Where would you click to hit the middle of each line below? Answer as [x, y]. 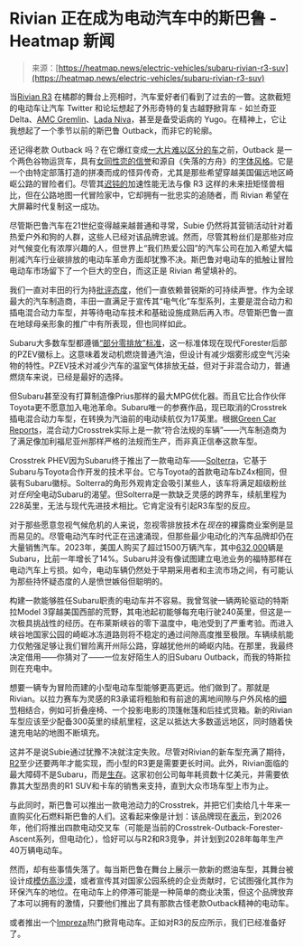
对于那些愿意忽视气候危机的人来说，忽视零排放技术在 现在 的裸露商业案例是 [147, 524]
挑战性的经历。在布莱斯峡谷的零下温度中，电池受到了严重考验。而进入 [163, 623]
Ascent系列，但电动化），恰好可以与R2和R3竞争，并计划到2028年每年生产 [147, 839]
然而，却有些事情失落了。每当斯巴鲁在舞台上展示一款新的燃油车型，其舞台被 [151, 869]
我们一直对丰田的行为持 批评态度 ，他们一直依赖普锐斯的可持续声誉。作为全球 [151, 289]
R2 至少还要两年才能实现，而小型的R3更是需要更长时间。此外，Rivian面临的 [149, 763]
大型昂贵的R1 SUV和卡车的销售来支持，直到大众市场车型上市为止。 [149, 785]
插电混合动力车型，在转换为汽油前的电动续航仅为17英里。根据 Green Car [143, 418]
